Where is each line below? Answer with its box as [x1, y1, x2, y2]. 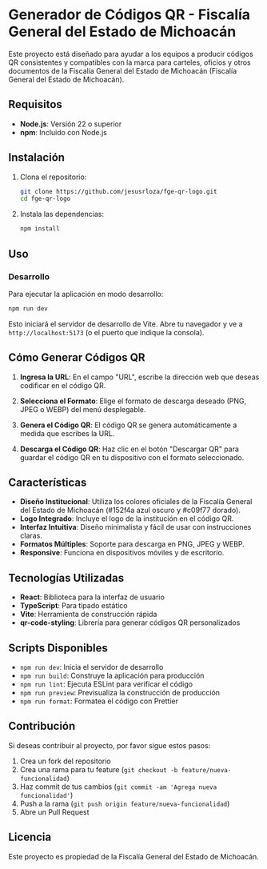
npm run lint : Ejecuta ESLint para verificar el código [19, 679, 193, 689]
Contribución [8, 719, 76, 733]
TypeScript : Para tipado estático [19, 601, 128, 611]
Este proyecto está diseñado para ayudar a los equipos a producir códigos [8, 49, 253, 58]
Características [8, 475, 87, 489]
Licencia [8, 831, 52, 844]
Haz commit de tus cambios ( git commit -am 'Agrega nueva [19, 782, 217, 791]
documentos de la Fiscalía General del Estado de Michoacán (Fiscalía [8, 66, 237, 75]
